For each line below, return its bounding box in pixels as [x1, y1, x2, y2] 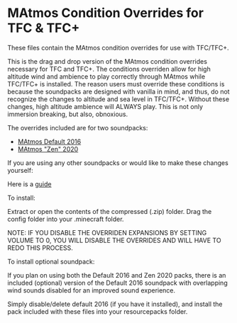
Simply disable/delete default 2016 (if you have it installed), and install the [7, 300, 223, 308]
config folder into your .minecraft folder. [7, 215, 124, 223]
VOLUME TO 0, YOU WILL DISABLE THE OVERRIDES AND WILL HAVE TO [7, 236, 221, 244]
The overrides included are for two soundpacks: [7, 123, 148, 132]
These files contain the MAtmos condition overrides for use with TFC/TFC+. [7, 43, 229, 52]
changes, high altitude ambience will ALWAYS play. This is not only [7, 102, 204, 110]
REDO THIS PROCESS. [7, 243, 73, 252]
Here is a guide [7, 179, 52, 188]
